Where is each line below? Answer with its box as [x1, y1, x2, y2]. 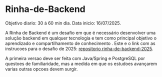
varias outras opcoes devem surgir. [5, 66, 78, 72]
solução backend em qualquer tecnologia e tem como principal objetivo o [5, 35, 156, 41]
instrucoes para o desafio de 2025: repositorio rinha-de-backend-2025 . [5, 45, 153, 51]
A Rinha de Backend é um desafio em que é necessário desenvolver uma [5, 29, 156, 35]
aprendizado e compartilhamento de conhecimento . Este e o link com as [5, 40, 156, 46]
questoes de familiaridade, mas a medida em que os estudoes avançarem [5, 60, 157, 66]
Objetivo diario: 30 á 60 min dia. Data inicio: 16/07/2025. [5, 20, 121, 26]
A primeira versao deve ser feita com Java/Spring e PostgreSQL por [5, 55, 145, 61]
